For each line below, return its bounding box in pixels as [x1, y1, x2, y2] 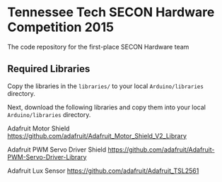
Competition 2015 [7, 19, 115, 35]
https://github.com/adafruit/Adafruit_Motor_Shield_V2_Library [7, 131, 187, 140]
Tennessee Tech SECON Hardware [7, 4, 215, 20]
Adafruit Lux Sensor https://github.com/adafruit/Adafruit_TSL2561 [7, 166, 199, 175]
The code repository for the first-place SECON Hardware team [7, 42, 189, 51]
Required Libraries [7, 63, 90, 75]
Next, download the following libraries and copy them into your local [7, 103, 206, 111]
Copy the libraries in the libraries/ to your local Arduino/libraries [7, 82, 204, 90]
